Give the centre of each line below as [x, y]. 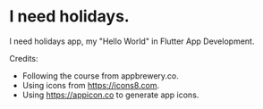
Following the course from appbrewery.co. [100, 75]
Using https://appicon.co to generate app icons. [110, 95]
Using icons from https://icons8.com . [91, 85]
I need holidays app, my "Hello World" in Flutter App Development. [132, 41]
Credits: [24, 58]
